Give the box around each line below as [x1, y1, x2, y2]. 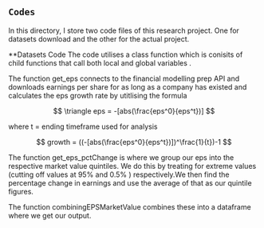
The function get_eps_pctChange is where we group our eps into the [8, 152, 234, 162]
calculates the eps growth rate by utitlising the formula [8, 90, 187, 100]
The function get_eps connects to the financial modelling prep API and [8, 74, 240, 83]
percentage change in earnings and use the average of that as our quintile [8, 178, 253, 187]
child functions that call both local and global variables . [8, 58, 191, 67]
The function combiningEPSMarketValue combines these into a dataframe [8, 202, 251, 211]
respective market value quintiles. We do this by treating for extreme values [8, 161, 257, 170]
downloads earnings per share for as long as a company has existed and [8, 82, 247, 91]
